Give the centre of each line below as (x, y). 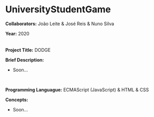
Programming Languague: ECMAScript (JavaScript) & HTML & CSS (77, 90)
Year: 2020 (17, 33)
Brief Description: (25, 60)
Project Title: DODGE (28, 50)
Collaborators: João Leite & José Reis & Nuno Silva (60, 24)
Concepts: (17, 100)
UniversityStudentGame (58, 9)
